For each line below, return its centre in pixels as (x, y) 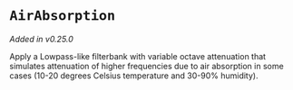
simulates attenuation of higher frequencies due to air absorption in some (146, 66)
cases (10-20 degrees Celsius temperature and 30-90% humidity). (134, 76)
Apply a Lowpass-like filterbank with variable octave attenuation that (137, 56)
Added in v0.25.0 (42, 39)
